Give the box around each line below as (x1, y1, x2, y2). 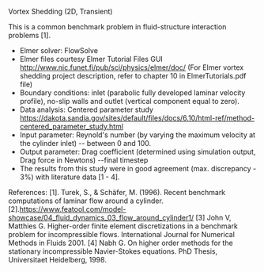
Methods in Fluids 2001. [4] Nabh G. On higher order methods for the (8, 238, 233, 247)
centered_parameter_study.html (19, 122, 124, 131)
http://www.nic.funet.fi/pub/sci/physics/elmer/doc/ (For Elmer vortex (19, 63, 244, 72)
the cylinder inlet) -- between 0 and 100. (19, 139, 152, 147)
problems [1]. (8, 31, 51, 40)
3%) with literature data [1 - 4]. (19, 172, 120, 182)
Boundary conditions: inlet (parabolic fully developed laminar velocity (19, 88, 246, 98)
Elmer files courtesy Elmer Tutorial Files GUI (19, 55, 164, 63)
